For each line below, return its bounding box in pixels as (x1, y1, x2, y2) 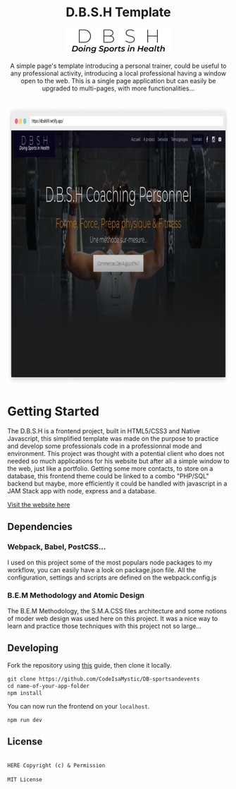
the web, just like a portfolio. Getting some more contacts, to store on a (7, 464, 213, 473)
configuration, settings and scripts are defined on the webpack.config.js (7, 573, 217, 582)
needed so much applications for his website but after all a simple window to (7, 457, 230, 465)
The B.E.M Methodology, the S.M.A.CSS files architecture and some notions (7, 606, 228, 615)
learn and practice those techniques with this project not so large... (7, 622, 202, 630)
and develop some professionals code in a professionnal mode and (7, 442, 202, 450)
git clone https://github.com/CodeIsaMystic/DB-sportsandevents (7, 675, 200, 682)
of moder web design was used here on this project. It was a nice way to (7, 614, 218, 622)
